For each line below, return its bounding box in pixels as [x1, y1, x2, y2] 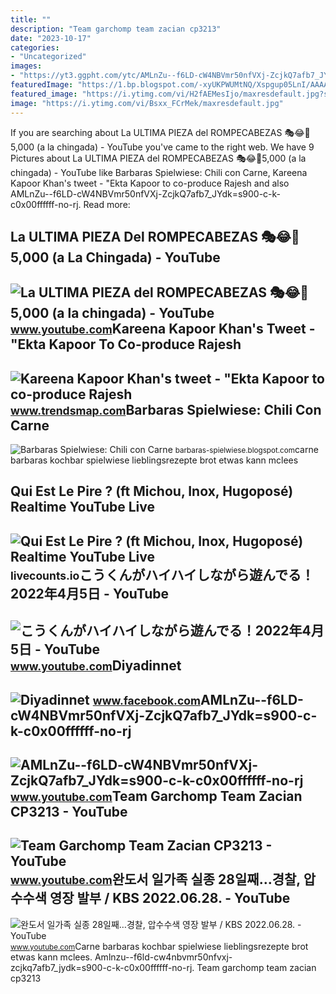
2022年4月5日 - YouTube [10, 585, 170, 602]
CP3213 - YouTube [10, 804, 128, 821]
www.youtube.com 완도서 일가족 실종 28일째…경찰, [10, 871, 301, 888]
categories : [10, 42, 60, 53]
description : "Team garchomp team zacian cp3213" [10, 24, 222, 34]
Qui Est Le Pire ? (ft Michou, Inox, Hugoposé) [10, 483, 294, 500]
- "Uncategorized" [10, 52, 87, 62]
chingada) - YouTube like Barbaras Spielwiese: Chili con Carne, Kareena [10, 166, 308, 178]
